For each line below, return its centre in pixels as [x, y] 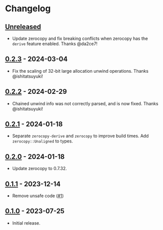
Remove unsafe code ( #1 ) [38, 196]
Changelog [28, 9]
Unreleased [23, 27]
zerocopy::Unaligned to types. [43, 141]
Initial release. [26, 223]
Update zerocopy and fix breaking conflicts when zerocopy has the [80, 38]
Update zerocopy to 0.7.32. [39, 169]
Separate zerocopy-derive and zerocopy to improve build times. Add [80, 136]
